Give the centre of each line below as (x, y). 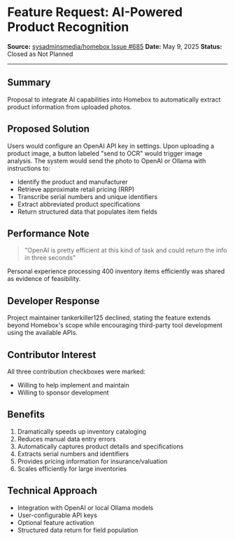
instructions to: (29, 168)
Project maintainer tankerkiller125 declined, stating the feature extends (109, 318)
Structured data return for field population (78, 530)
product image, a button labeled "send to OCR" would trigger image (105, 153)
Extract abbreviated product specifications (79, 204)
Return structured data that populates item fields (87, 212)
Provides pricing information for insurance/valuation (92, 461)
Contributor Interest (52, 355)
